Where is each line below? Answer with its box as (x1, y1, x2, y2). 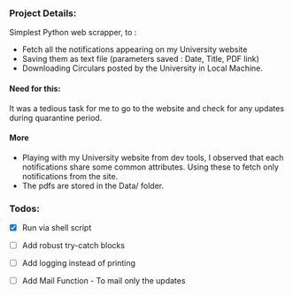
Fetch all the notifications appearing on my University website (21, 44, 248, 55)
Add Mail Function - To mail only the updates (21, 276, 186, 286)
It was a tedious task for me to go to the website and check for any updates (9, 102, 285, 113)
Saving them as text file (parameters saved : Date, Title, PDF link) (21, 54, 259, 64)
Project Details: (9, 7, 77, 19)
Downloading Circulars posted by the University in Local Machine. (21, 63, 264, 73)
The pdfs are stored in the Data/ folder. (21, 180, 165, 191)
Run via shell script (21, 223, 92, 232)
